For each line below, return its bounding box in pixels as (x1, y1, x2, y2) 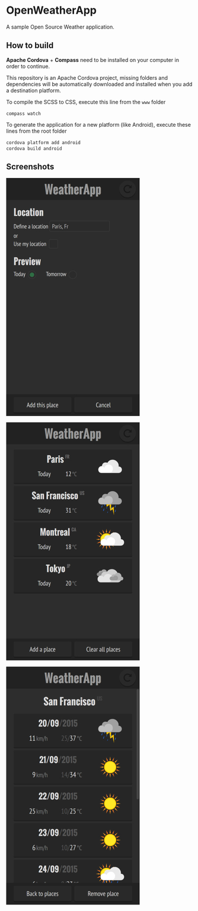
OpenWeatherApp (6, 4, 97, 17)
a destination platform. (6, 87, 61, 94)
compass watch (6, 111, 41, 117)
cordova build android (6, 145, 62, 152)
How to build (6, 40, 54, 51)
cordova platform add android (6, 139, 81, 146)
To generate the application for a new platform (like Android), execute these (6, 121, 191, 128)
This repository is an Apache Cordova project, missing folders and (6, 74, 168, 81)
